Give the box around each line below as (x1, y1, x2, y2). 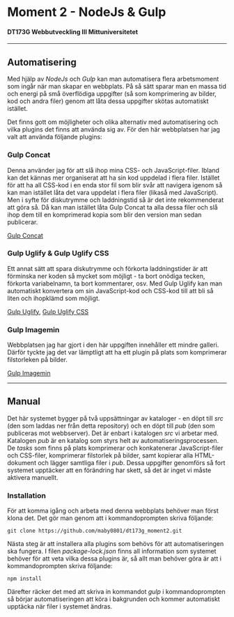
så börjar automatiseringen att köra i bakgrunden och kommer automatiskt (7, 595, 221, 603)
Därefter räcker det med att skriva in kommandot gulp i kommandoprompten (7, 588, 226, 596)
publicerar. (7, 217, 38, 226)
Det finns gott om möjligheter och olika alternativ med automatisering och (7, 118, 219, 126)
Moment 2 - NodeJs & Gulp (7, 4, 166, 20)
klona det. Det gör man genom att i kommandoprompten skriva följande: (7, 514, 214, 522)
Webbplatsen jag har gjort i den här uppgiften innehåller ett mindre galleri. (7, 341, 219, 349)
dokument (7, 458, 37, 467)
